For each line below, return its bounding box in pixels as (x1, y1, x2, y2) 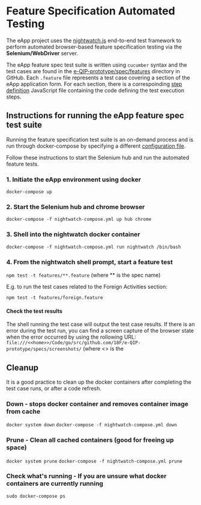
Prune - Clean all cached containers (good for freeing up (6, 436, 174, 444)
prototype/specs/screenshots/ (6, 346, 82, 352)
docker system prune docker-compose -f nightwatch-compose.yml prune (6, 458, 183, 464)
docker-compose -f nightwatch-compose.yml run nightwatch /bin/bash (6, 244, 181, 250)
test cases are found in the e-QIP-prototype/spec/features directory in (6, 67, 180, 74)
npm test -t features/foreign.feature (6, 294, 103, 301)
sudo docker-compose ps (6, 493, 66, 499)
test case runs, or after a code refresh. (6, 384, 102, 392)
